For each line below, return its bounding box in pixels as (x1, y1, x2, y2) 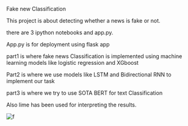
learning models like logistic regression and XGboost (6, 59, 139, 66)
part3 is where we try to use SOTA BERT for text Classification (6, 89, 163, 97)
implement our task (6, 78, 55, 84)
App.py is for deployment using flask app (6, 41, 110, 48)
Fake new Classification (6, 6, 66, 12)
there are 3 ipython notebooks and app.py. (6, 29, 114, 36)
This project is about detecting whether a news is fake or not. (6, 17, 161, 24)
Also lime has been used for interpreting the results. (6, 101, 137, 108)
